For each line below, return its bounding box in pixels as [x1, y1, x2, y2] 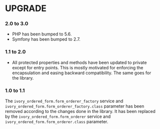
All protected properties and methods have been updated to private [12, 59, 147, 65]
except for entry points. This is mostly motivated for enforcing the [12, 64, 144, 70]
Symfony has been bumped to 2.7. [12, 36, 81, 42]
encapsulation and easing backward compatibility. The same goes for [12, 70, 151, 76]
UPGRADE [5, 3, 47, 14]
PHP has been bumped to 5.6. [12, 31, 72, 37]
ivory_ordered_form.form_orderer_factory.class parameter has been [5, 103, 144, 109]
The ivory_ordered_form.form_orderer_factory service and [5, 98, 124, 104]
